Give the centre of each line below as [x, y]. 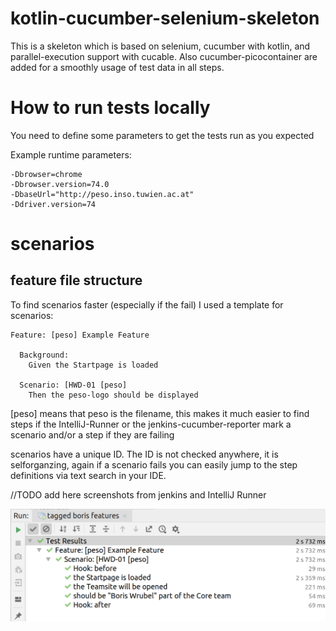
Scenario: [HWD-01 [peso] [73, 385]
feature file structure [76, 280]
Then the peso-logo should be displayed [113, 395]
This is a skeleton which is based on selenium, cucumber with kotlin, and [160, 46]
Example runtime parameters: [71, 154]
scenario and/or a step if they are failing [92, 434]
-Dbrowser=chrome [46, 174]
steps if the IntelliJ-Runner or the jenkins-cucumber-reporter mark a [151, 424]
